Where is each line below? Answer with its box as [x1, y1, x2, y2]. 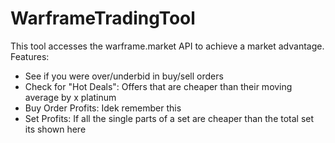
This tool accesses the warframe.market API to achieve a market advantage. [10, 40, 325, 52]
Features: [10, 50, 50, 62]
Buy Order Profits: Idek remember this [24, 102, 182, 114]
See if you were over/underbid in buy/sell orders [24, 70, 224, 82]
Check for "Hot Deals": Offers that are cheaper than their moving [24, 80, 293, 92]
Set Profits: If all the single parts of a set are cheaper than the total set [24, 112, 315, 124]
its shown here [24, 123, 87, 135]
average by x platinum [24, 91, 117, 103]
